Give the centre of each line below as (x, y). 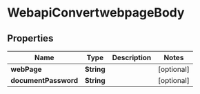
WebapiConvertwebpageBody (96, 13)
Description (132, 58)
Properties (30, 38)
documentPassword (44, 81)
